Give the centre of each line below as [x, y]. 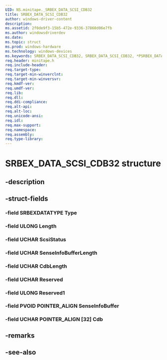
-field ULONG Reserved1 [35, 292]
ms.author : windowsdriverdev [35, 33]
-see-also [21, 352]
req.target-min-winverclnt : [34, 74]
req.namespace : [21, 130]
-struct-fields [27, 199]
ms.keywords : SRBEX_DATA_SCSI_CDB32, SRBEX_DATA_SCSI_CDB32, [70, 56]
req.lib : [14, 93]
